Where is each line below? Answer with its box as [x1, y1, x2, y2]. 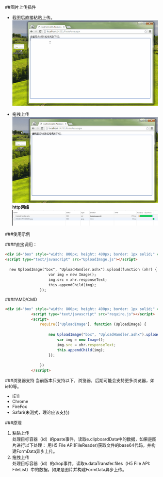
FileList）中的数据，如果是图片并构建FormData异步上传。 [12, 467, 127, 473]
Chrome [12, 399, 29, 404]
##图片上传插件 [5, 4, 36, 10]
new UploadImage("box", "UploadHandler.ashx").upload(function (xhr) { [9, 267, 158, 272]
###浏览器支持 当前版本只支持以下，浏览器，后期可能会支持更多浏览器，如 [5, 378, 155, 384]
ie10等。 [5, 384, 22, 389]
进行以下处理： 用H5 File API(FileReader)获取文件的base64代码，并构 [16, 442, 156, 448]
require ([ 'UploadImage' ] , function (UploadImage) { [39, 322, 147, 327]
